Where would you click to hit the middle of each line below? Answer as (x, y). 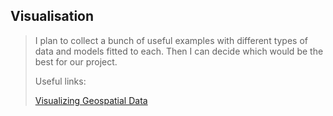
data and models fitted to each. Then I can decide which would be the (179, 51)
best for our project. (76, 61)
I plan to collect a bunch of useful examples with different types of (171, 40)
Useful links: (60, 81)
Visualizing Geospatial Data (91, 100)
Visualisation (52, 16)
